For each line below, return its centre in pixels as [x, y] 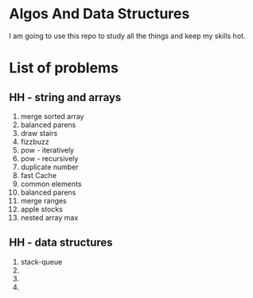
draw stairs [39, 133]
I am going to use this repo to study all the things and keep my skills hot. [127, 36]
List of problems [64, 68]
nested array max [49, 217]
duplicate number [49, 167]
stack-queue [41, 261]
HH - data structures [61, 243]
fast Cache [39, 175]
